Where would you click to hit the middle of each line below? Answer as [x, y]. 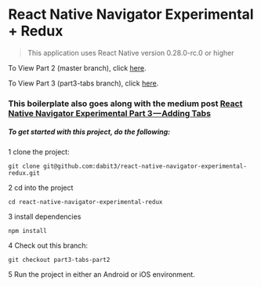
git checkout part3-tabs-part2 [59, 260]
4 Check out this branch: [48, 245]
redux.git [24, 173]
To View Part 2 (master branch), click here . [77, 67]
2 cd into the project [41, 187]
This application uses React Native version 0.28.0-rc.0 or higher [130, 53]
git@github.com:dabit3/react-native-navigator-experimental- [145, 166]
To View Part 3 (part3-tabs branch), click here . [83, 83]
